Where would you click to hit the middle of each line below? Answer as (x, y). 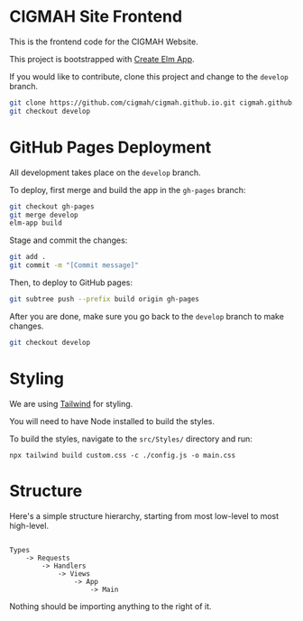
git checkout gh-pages (52, 206)
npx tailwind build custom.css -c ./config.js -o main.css (123, 455)
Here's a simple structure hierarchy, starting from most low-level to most (144, 515)
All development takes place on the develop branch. (105, 172)
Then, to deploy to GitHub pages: (71, 283)
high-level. (29, 525)
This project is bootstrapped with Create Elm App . (102, 59)
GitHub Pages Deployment (110, 147)
